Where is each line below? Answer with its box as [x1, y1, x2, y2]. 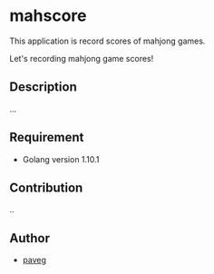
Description [9, 79, 77, 95]
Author [9, 230, 50, 246]
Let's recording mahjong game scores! [9, 53, 154, 64]
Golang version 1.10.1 [22, 153, 100, 164]
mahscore [9, 5, 87, 26]
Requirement [9, 130, 84, 145]
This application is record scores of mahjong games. [9, 35, 206, 46]
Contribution [9, 180, 83, 195]
